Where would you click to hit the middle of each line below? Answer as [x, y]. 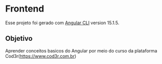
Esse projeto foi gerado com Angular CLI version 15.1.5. [62, 23]
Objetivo [19, 39]
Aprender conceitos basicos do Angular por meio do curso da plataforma [81, 50]
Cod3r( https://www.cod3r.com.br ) [41, 56]
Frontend [25, 9]
